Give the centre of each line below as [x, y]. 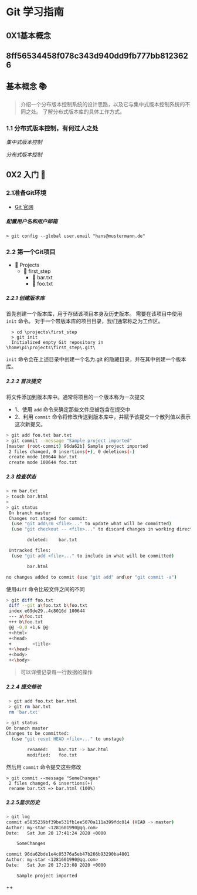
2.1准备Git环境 [26, 193]
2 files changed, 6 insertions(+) [51, 783]
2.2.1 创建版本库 [26, 298]
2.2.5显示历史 [23, 802]
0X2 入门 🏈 [26, 175]
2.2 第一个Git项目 [31, 252]
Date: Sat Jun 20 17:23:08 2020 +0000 [56, 865]
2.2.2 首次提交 [24, 381]
